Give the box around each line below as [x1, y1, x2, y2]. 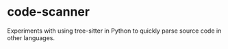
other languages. [7, 33, 55, 42]
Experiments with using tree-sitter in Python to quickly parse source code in [7, 27, 222, 35]
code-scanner [7, 4, 90, 20]
